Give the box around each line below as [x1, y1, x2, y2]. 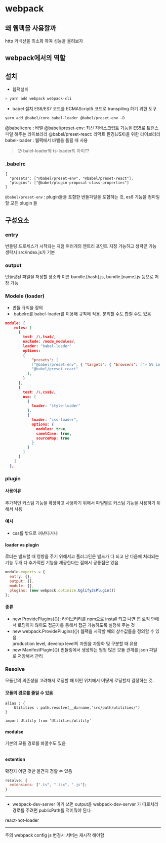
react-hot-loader [5, 817, 40, 823]
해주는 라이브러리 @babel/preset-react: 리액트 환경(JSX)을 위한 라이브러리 [14, 131, 161, 137]
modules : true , [36, 426, 68, 431]
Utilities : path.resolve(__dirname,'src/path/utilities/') [14, 705, 140, 710]
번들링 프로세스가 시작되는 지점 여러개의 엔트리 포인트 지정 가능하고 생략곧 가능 [5, 243, 157, 249]
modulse [5, 729, 24, 735]
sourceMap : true [36, 436, 70, 441]
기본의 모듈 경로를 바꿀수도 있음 [5, 741, 66, 746]
